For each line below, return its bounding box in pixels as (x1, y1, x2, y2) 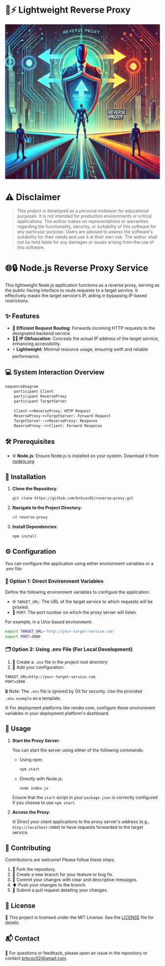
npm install (12, 534, 37, 539)
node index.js (19, 786, 49, 791)
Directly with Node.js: (19, 775, 63, 781)
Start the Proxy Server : (12, 738, 60, 744)
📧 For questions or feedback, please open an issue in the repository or (5, 950, 148, 956)
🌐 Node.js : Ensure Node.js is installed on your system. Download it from (12, 453, 159, 459)
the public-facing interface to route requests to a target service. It (5, 287, 138, 293)
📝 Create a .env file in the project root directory (12, 659, 108, 665)
